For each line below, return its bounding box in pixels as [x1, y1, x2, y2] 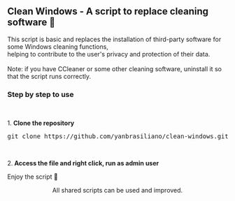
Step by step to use [7, 89, 74, 99]
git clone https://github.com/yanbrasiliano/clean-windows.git [7, 133, 229, 140]
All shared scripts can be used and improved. [52, 186, 183, 195]
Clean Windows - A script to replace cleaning [7, 6, 208, 17]
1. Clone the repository [7, 119, 75, 128]
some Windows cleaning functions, [7, 42, 108, 51]
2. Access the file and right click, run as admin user [7, 159, 159, 167]
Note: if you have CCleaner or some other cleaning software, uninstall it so [7, 64, 222, 73]
